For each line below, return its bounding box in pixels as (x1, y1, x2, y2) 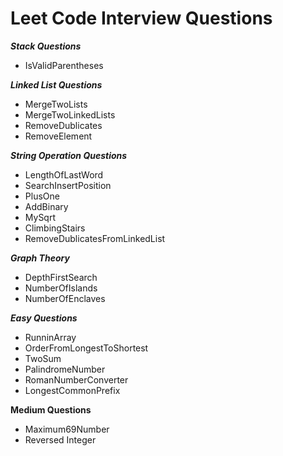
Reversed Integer (24, 433, 97, 446)
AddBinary (24, 200, 69, 212)
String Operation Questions (10, 149, 128, 161)
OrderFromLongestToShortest (24, 342, 149, 354)
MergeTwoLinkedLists (24, 108, 116, 121)
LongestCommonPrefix (24, 384, 121, 396)
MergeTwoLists (24, 98, 88, 110)
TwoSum (24, 352, 62, 364)
